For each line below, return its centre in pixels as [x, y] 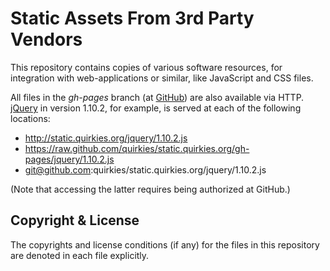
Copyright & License [75, 220]
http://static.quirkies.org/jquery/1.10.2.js [106, 138]
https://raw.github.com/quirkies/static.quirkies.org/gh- [137, 148]
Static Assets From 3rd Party [132, 18]
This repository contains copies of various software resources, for [146, 67]
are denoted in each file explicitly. [80, 255]
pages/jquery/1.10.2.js [69, 159]
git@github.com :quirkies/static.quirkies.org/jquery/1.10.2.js [145, 169]
